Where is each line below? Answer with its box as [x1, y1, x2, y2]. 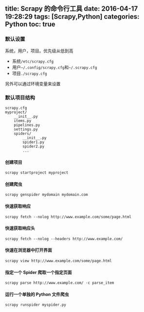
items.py [14, 118, 32, 123]
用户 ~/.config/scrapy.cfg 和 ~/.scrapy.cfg [12, 64, 97, 70]
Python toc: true [5, 20, 55, 28]
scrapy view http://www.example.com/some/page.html [5, 258, 112, 263]
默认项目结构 [5, 94, 36, 101]
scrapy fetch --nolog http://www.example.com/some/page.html [5, 214, 132, 219]
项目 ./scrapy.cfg [12, 70, 47, 76]
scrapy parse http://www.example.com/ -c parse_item [5, 280, 114, 286]
